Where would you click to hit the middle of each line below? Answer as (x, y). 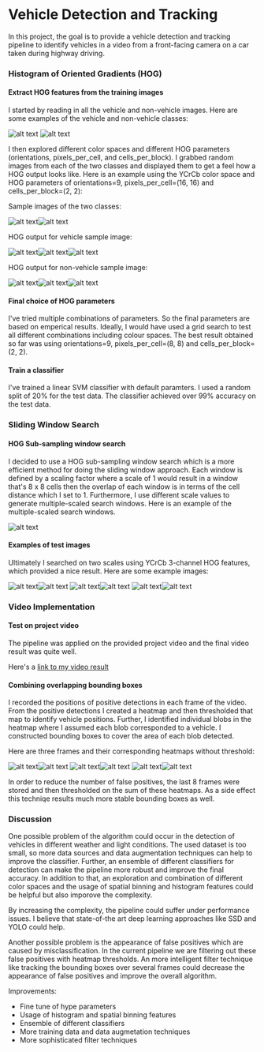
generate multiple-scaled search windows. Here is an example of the (120, 503)
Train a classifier (36, 370)
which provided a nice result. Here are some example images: (108, 571)
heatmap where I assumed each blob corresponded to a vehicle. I (115, 727)
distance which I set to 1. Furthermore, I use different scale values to (119, 494)
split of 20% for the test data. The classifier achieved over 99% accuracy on (132, 396)
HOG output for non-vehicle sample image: (78, 268)
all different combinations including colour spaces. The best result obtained (131, 335)
